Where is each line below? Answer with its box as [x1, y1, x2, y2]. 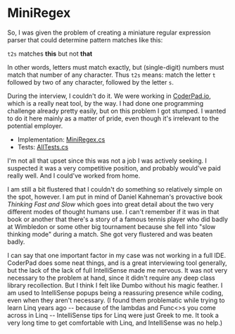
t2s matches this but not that [7, 49, 93, 58]
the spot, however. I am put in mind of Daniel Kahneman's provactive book [7, 192, 223, 201]
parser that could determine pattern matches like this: [7, 35, 163, 44]
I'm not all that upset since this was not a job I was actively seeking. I [7, 156, 208, 165]
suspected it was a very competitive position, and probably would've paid [7, 163, 222, 172]
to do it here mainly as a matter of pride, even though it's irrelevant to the [7, 114, 220, 123]
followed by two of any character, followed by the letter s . [7, 78, 174, 86]
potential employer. [7, 121, 63, 130]
